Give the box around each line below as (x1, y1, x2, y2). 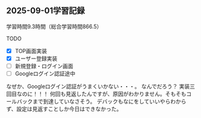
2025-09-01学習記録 (6, 5, 85, 16)
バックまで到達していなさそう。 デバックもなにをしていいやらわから (16, 98, 187, 105)
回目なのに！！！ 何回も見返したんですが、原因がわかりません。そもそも (6, 90, 187, 98)
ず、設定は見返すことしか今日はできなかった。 (6, 105, 122, 113)
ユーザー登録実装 (14, 55, 58, 62)
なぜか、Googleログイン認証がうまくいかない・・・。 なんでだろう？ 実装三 (6, 83, 196, 90)
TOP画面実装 (14, 47, 48, 54)
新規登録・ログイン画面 (14, 62, 73, 69)
